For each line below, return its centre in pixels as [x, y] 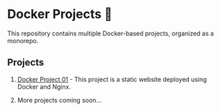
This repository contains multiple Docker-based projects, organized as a [110, 33]
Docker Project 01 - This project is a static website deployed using [112, 79]
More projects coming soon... [59, 100]
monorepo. [23, 40]
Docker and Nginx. [44, 87]
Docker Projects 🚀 [60, 14]
